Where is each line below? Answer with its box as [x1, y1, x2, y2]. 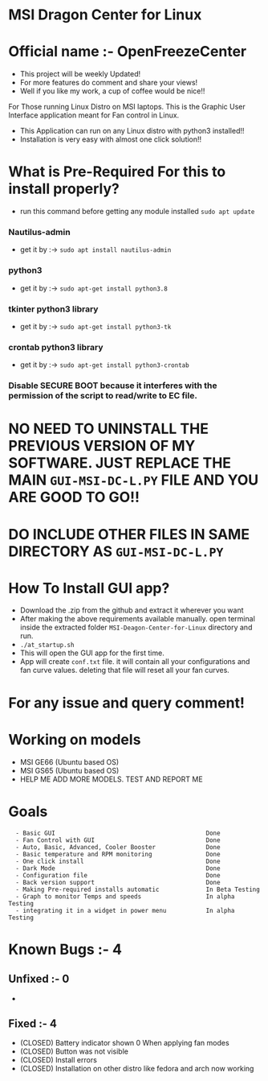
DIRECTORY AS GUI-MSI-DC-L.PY [8, 542, 224, 560]
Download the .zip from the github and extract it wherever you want [19, 605, 244, 615]
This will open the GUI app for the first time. [19, 648, 164, 658]
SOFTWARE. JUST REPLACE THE [8, 454, 231, 472]
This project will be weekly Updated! [19, 69, 141, 79]
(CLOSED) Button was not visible [19, 1046, 128, 1056]
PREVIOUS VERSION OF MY [8, 437, 196, 456]
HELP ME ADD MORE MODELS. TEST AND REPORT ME [19, 774, 203, 784]
